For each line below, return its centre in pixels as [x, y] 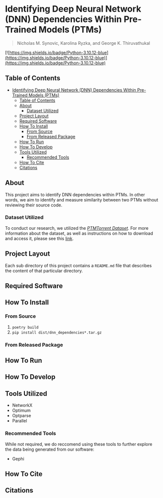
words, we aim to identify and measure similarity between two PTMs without [81, 200]
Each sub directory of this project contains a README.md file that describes [78, 265]
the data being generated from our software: [50, 449]
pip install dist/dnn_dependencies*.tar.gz [57, 332]
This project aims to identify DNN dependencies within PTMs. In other [75, 194]
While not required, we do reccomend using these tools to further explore [79, 444]
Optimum [21, 410]
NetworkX [22, 406]
